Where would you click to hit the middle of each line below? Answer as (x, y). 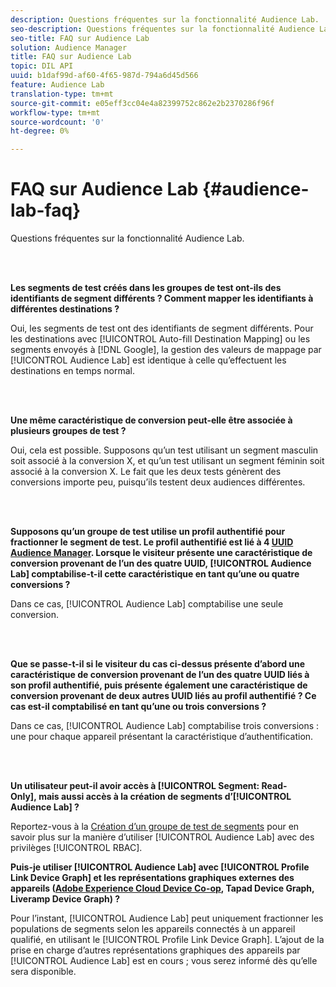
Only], (23, 797)
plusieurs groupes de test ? (68, 431)
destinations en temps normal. (73, 371)
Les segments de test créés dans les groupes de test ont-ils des (146, 288)
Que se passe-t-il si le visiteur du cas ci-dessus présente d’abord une (158, 664)
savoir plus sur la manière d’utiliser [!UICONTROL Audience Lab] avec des (162, 837)
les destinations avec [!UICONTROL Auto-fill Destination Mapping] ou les (160, 339)
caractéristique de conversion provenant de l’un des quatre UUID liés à (160, 675)
